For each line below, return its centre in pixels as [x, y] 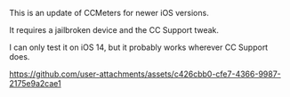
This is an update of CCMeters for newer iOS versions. [109, 13]
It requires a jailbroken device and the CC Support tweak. [114, 30]
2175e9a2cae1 [35, 83]
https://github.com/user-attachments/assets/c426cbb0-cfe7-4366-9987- [145, 74]
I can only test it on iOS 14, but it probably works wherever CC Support [139, 47]
